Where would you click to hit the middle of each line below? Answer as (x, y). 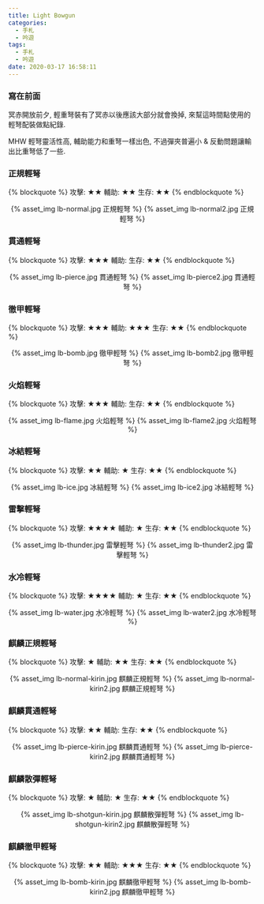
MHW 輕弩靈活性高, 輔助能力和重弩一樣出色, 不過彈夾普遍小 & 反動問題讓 (126, 141)
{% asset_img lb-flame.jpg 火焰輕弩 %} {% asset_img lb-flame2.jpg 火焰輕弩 (132, 421)
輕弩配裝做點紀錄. (37, 125)
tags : (17, 45)
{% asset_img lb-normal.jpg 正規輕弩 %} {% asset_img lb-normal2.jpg (125, 209)
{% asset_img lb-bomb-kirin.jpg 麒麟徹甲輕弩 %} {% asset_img (116, 882)
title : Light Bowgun (42, 15)
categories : (28, 23)
